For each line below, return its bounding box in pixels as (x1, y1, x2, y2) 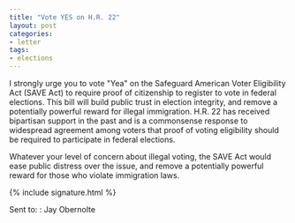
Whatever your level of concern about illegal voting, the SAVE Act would (9, 152, 272, 161)
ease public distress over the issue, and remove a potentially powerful (9, 160, 264, 171)
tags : (9, 46, 29, 55)
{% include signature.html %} (9, 187, 117, 197)
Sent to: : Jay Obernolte (9, 204, 95, 214)
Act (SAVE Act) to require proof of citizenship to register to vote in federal (9, 87, 276, 98)
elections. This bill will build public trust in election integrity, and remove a (9, 97, 278, 107)
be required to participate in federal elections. (9, 134, 176, 145)
